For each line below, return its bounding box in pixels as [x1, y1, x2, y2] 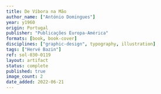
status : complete [6, 62, 49, 69]
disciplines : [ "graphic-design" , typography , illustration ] [6, 41, 156, 47]
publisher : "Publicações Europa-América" [6, 30, 109, 36]
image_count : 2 [6, 74, 43, 79]
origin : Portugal [6, 25, 49, 31]
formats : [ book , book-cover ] [6, 36, 77, 41]
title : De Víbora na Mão [6, 8, 67, 15]
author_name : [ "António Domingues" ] [6, 14, 95, 20]
